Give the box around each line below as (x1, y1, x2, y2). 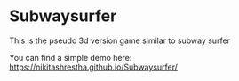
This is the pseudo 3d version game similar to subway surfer (9, 35, 231, 46)
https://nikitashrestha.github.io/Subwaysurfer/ (9, 62, 178, 72)
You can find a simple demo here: (9, 52, 132, 63)
